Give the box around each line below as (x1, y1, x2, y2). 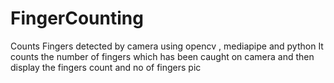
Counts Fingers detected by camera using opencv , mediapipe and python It (10, 40, 324, 52)
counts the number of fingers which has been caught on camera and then (10, 50, 315, 62)
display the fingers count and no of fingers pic (10, 61, 202, 73)
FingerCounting (10, 7, 144, 30)
